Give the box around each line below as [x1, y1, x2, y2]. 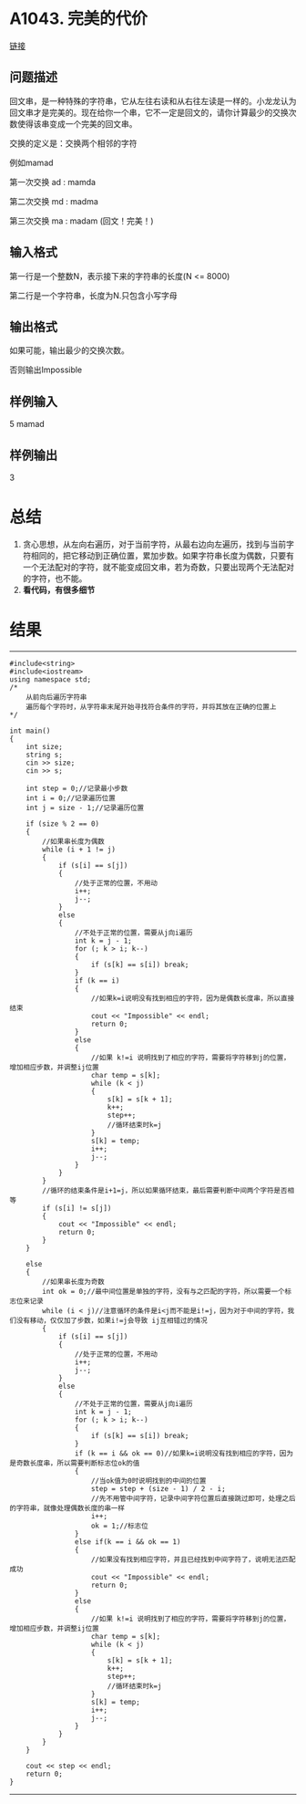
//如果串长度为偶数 [42, 837, 105, 846]
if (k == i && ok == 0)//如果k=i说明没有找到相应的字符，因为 [74, 1448, 294, 1458]
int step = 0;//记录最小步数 [25, 784, 128, 793]
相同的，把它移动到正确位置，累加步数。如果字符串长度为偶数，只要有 [30, 549, 294, 561]
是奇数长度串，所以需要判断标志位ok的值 [9, 1458, 140, 1467]
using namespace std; [9, 674, 92, 684]
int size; [25, 742, 64, 751]
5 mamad [9, 419, 46, 430]
